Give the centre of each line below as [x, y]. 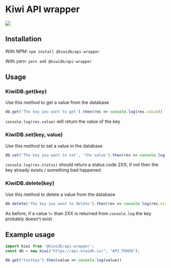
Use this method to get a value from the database [57, 103]
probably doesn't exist [29, 219]
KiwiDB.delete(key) [30, 183]
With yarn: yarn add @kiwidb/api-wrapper [49, 61]
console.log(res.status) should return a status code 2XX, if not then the [82, 165]
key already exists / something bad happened [53, 170]
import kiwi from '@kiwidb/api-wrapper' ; [50, 246]
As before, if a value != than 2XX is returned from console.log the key [78, 213]
